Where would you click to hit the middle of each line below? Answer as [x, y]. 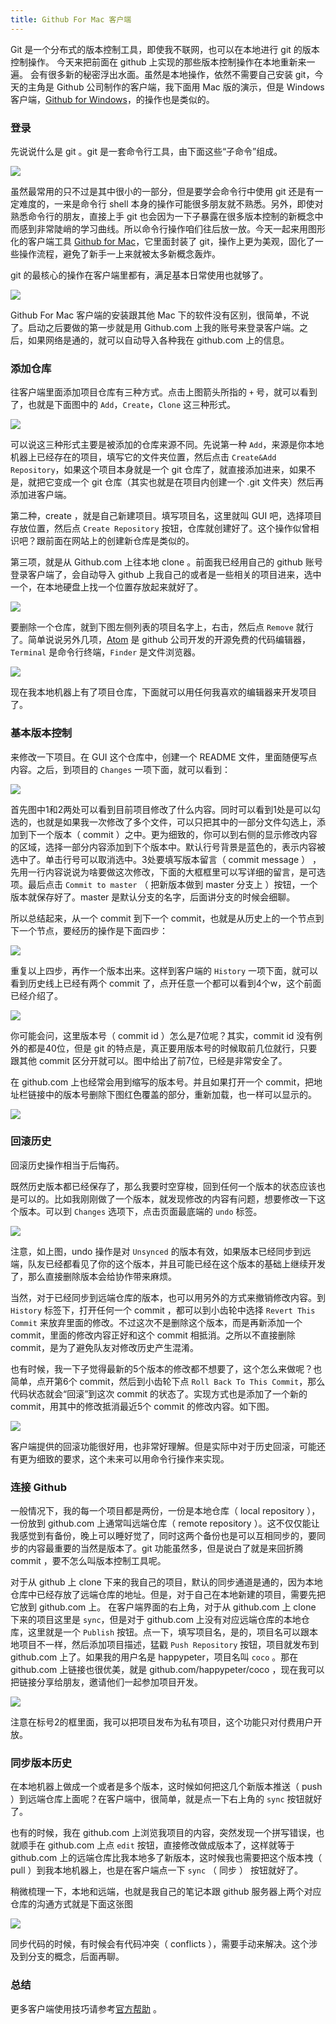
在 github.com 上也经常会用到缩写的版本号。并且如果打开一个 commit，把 [162, 1082]
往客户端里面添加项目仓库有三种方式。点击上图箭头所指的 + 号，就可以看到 [164, 392]
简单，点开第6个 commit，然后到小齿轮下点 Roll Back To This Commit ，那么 [168, 1381]
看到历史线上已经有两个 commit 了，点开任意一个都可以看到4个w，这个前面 [166, 983]
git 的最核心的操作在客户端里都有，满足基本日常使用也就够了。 [139, 275]
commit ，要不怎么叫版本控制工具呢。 [88, 1561]
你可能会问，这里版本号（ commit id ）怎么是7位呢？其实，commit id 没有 [162, 1035]
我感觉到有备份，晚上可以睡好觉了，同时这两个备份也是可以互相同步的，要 [163, 1536]
